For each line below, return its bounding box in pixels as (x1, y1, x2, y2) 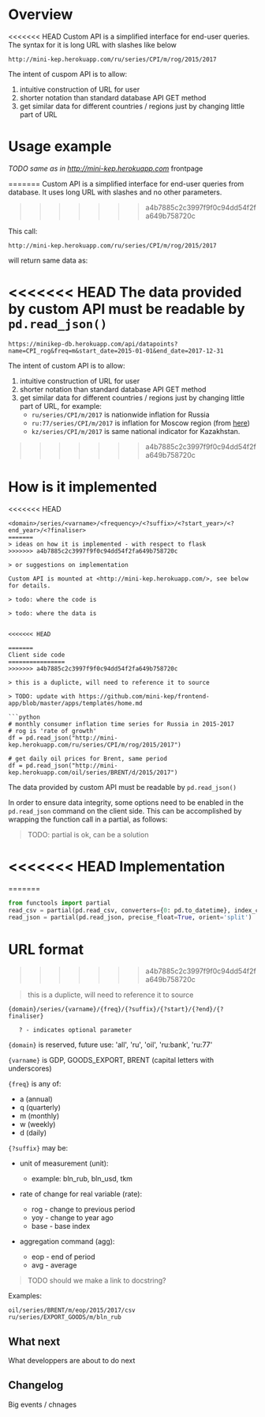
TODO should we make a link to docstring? (27, 1275, 167, 1286)
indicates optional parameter (32, 1026, 132, 1034)
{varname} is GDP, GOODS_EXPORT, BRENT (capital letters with (8, 1056, 215, 1065)
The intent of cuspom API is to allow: (8, 69, 128, 78)
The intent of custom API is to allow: (8, 361, 125, 370)
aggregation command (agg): (19, 1237, 115, 1246)
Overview (8, 6, 73, 24)
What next (8, 1335, 61, 1348)
